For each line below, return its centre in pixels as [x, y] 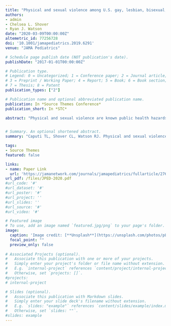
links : [12, 164]
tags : [11, 146]
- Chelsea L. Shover [27, 24]
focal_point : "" [27, 240]
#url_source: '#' [24, 207]
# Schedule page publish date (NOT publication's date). [67, 57]
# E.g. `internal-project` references [49, 268]
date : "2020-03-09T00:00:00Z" [37, 34]
